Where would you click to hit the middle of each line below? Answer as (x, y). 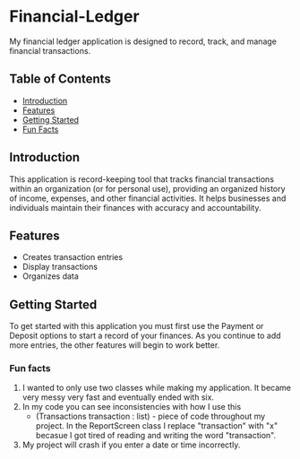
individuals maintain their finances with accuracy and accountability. (135, 207)
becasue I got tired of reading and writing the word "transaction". (156, 436)
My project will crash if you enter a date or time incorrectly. (131, 445)
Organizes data (50, 276)
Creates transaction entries (73, 257)
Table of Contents (60, 79)
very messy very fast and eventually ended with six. (118, 397)
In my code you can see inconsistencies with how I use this (132, 407)
